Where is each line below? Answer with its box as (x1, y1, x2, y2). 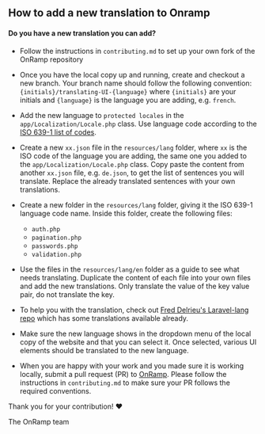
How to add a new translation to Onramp (8, 6, 210, 20)
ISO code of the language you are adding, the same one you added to (19, 150, 248, 161)
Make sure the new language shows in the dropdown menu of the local (19, 329, 252, 338)
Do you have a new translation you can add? (8, 28, 157, 38)
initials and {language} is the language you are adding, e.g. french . (19, 95, 237, 105)
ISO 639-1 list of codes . (19, 127, 97, 137)
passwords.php (31, 242, 78, 250)
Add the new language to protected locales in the (19, 110, 184, 120)
